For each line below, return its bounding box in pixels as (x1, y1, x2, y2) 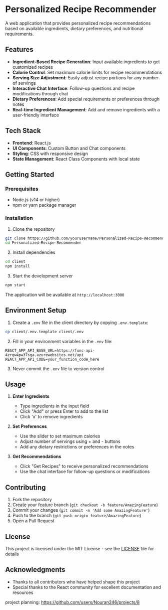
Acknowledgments (5, 565, 66, 574)
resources (12, 589, 33, 595)
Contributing (5, 483, 46, 492)
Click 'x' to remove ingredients (19, 414, 83, 420)
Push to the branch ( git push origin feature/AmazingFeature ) (12, 513, 141, 519)
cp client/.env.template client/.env (5, 329, 84, 334)
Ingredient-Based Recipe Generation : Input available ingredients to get (12, 59, 160, 65)
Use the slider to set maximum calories (19, 433, 100, 439)
